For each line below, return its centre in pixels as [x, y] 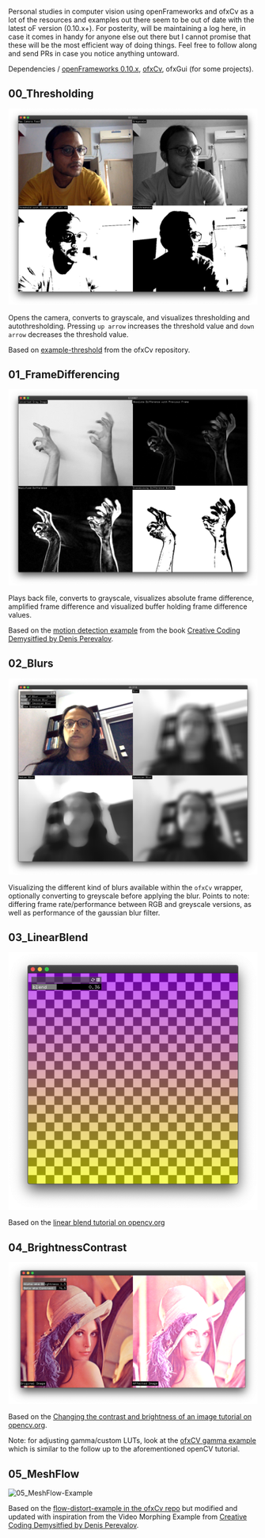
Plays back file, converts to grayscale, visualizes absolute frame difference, [131, 599]
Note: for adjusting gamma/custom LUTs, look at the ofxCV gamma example [132, 1440]
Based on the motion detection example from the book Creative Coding [124, 630]
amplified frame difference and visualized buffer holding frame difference [128, 606]
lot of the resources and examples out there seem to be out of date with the [131, 20]
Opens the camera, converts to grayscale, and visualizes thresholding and [129, 317]
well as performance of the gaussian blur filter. [84, 912]
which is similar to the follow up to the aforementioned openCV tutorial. [124, 1449]
